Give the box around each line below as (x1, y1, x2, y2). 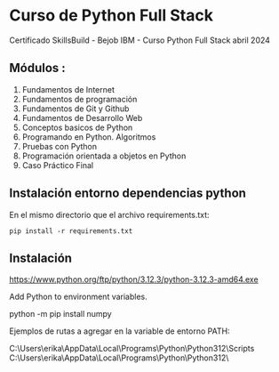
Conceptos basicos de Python (21, 122, 133, 133)
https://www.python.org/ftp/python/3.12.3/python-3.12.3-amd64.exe (9, 274, 259, 285)
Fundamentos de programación (21, 93, 138, 104)
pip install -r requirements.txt (9, 226, 133, 236)
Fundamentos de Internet (21, 84, 116, 94)
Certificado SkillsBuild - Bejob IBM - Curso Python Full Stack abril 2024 (9, 35, 271, 45)
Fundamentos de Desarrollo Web (21, 112, 143, 123)
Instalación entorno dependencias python (9, 186, 247, 201)
